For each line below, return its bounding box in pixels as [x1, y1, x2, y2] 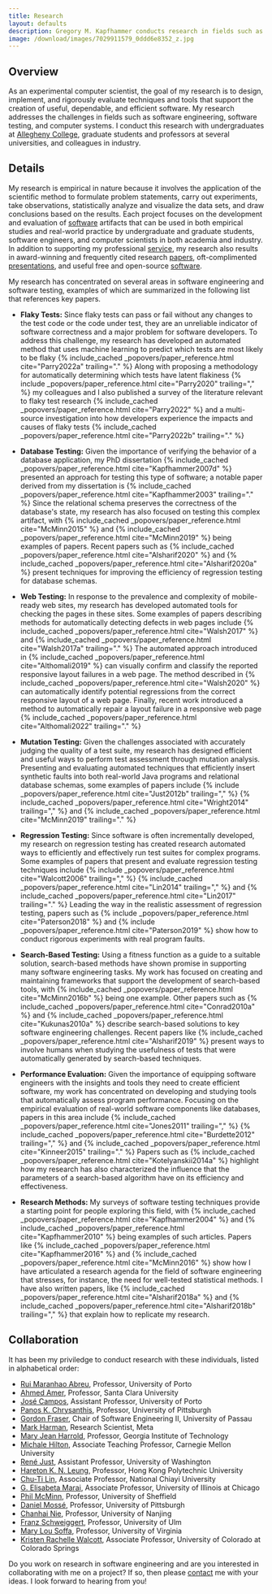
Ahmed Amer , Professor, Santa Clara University [19, 1388, 179, 1397]
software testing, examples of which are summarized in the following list [8, 285, 250, 295]
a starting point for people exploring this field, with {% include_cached [19, 1205, 256, 1215]
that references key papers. [8, 293, 101, 303]
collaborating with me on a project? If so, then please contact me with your [8, 1567, 259, 1577]
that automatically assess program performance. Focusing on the [19, 1095, 240, 1105]
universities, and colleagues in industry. [8, 138, 141, 148]
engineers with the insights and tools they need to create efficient [19, 1078, 240, 1088]
